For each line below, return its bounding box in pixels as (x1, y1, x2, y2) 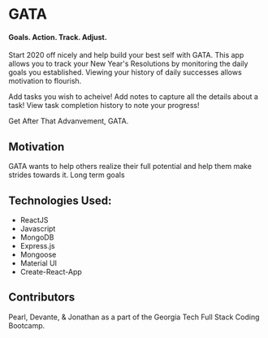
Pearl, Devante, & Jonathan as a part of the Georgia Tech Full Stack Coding (8, 312, 260, 322)
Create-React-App (19, 267, 83, 277)
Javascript (19, 224, 56, 234)
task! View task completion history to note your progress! (8, 101, 201, 110)
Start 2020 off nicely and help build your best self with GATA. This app (8, 50, 244, 60)
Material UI (19, 258, 58, 268)
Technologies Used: (8, 193, 112, 207)
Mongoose (19, 249, 57, 260)
